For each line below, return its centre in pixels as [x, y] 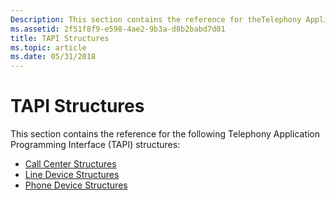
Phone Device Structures [76, 185]
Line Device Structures [72, 175]
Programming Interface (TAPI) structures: [95, 145]
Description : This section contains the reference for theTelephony [156, 19]
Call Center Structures [70, 164]
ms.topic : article [48, 47]
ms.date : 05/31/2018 [53, 57]
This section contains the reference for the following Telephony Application [165, 134]
